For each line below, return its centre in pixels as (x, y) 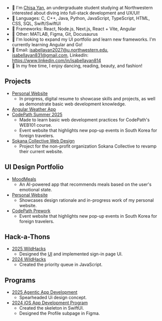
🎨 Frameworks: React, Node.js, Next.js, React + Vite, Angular (74, 29)
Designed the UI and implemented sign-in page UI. (71, 254)
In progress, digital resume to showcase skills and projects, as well (87, 98)
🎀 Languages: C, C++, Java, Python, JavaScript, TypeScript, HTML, (81, 18)
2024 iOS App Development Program (50, 303)
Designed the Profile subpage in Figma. (59, 314)
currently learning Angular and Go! (47, 44)
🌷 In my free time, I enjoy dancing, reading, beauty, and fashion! (77, 66)
